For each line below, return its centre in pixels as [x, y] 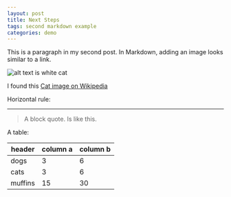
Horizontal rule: [29, 100]
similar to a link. [29, 60]
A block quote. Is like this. [60, 119]
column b [95, 150]
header [23, 150]
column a [57, 150]
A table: [18, 132]
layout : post [26, 13]
